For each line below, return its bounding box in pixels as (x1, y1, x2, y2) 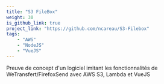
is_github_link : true (6, 20, 61, 26)
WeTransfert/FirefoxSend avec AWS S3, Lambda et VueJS (6, 70, 151, 78)
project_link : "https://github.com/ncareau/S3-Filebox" (6, 25, 150, 32)
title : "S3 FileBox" (6, 8, 58, 15)
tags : (6, 31, 20, 37)
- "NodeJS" (17, 43, 45, 49)
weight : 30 (6, 14, 34, 20)
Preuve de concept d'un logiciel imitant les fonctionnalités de (6, 64, 158, 71)
